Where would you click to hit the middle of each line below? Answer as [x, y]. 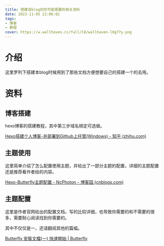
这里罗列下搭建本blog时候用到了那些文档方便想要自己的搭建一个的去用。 [78, 72]
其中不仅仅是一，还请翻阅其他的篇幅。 [43, 228]
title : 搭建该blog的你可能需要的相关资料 [43, 9]
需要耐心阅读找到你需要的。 [41, 218]
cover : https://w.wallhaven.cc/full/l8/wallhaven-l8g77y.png [69, 32]
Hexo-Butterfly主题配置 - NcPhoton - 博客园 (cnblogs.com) [64, 182]
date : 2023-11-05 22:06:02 [32, 14]
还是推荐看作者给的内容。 [31, 171]
